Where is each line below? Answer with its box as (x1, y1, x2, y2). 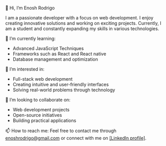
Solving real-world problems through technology (12, 87, 115, 93)
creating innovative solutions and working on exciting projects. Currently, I (5, 20, 162, 26)
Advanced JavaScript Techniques (12, 45, 84, 51)
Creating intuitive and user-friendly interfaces (12, 82, 109, 87)
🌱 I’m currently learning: (5, 36, 56, 41)
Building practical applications (12, 117, 77, 124)
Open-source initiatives (12, 112, 62, 118)
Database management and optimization (12, 56, 99, 62)
